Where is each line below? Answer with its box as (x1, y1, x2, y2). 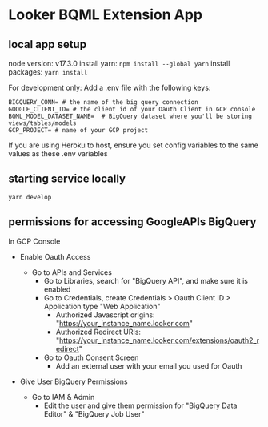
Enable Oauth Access (19, 252, 91, 261)
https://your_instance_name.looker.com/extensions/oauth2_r (58, 335, 260, 345)
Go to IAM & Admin (31, 392, 95, 401)
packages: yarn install (8, 67, 88, 77)
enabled (43, 284, 71, 294)
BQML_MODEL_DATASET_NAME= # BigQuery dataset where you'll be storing (8, 112, 252, 120)
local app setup (8, 38, 86, 51)
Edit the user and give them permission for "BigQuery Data (43, 401, 238, 410)
